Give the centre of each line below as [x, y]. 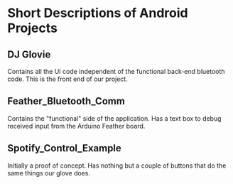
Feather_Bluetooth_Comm [66, 101]
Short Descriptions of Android [98, 13]
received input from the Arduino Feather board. [76, 126]
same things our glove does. [49, 173]
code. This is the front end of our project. [67, 79]
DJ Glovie [29, 54]
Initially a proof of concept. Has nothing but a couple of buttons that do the [117, 166]
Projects [33, 28]
